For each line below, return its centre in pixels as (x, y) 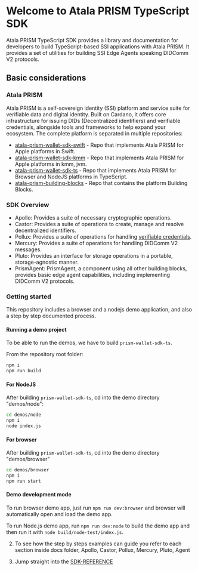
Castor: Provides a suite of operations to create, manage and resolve (99, 224)
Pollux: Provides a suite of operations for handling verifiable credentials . (103, 236)
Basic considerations (46, 78)
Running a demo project (36, 329)
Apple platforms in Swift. (45, 151)
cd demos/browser (28, 470)
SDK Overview (28, 205)
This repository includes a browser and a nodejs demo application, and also (99, 310)
